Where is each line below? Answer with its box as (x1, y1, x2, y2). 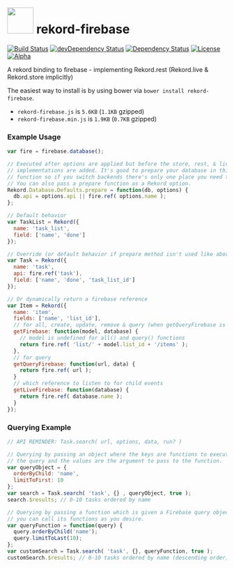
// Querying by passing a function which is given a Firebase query (7, 509, 210, 516)
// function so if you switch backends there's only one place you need (7, 173, 223, 181)
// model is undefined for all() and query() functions (19, 335, 186, 342)
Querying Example (7, 422, 72, 432)
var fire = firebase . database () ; (7, 148, 104, 155)
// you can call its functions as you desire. (7, 515, 145, 523)
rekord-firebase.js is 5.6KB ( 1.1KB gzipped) (17, 107, 145, 115)
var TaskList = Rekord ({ (7, 218, 79, 226)
